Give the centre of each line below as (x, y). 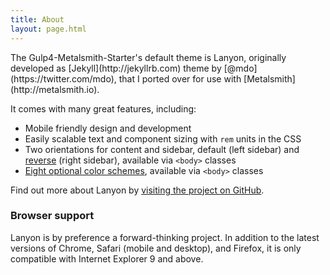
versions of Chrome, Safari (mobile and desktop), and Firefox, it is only (156, 248)
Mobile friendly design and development (108, 128)
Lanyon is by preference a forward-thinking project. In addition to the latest (165, 237)
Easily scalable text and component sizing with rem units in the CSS (163, 138)
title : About (37, 19)
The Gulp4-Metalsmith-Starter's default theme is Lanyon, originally (148, 57)
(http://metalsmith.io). (55, 89)
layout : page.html (48, 29)
